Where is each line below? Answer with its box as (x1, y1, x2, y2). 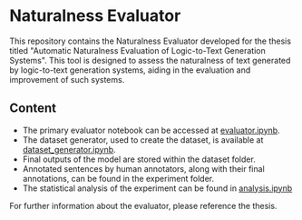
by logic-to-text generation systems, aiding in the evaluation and (9, 65, 251, 75)
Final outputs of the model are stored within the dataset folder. (22, 154, 256, 165)
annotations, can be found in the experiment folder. (22, 173, 215, 184)
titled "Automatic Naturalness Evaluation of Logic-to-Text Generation (9, 45, 266, 55)
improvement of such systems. (9, 74, 125, 85)
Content (9, 101, 57, 116)
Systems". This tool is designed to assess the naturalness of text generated (9, 55, 291, 65)
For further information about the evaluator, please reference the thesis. (9, 200, 278, 211)
